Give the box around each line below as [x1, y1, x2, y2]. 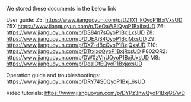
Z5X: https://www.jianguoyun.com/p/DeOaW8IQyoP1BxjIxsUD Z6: [6, 23, 165, 29]
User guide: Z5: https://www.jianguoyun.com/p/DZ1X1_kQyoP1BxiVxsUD [6, 17, 183, 23]
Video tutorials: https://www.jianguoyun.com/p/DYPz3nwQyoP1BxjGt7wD [6, 90, 186, 96]
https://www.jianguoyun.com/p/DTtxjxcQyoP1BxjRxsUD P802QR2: [6, 48, 168, 55]
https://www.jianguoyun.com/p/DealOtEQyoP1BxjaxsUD [6, 60, 142, 67]
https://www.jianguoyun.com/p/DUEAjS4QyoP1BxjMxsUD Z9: [6, 35, 156, 42]
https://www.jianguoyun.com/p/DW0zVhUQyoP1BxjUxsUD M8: [6, 54, 160, 61]
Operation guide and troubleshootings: [6, 72, 101, 78]
